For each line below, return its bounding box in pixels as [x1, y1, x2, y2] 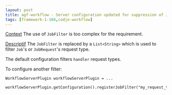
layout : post [5, 7, 33, 13]
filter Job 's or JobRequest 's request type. [5, 46, 90, 53]
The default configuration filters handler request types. [5, 56, 121, 62]
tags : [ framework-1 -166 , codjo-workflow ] [5, 17, 93, 22]
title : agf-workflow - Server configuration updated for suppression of [5, 12, 164, 17]
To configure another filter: [5, 66, 62, 72]
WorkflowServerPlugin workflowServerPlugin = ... [5, 76, 114, 81]
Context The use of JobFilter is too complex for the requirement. [5, 31, 143, 37]
